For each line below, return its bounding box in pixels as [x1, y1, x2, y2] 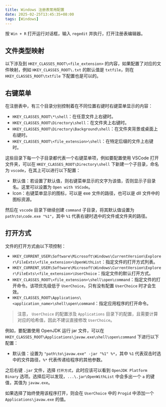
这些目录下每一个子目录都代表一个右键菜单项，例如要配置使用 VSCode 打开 [5, 155, 159, 161]
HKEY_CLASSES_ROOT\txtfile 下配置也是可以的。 [5, 73, 101, 79]
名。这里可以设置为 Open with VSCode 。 [12, 184, 93, 190]
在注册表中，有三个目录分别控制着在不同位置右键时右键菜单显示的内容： [5, 103, 153, 109]
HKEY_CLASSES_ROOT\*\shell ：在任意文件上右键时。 [12, 113, 116, 119]
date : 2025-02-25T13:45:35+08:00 [5, 12, 74, 17]
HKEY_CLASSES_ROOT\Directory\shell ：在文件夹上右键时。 [12, 120, 130, 125]
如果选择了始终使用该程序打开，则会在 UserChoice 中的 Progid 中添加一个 [5, 390, 155, 396]
